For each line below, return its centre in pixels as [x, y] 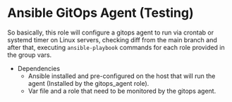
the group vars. [30, 55]
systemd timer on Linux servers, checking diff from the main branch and [112, 39]
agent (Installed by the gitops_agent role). [88, 83]
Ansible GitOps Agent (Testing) [100, 13]
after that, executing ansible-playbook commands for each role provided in [116, 47]
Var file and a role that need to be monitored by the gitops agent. [122, 91]
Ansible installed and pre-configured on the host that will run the [122, 76]
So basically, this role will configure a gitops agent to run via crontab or [110, 32]
